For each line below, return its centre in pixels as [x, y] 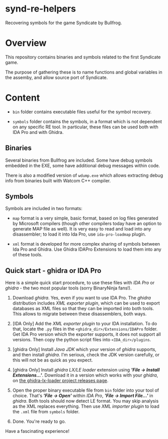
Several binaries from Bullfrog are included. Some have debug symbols [79, 160]
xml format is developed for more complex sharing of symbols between [86, 244]
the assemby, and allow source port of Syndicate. [57, 77]
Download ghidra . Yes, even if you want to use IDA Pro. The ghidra [81, 298]
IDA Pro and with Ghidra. [38, 132]
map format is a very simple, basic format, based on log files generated [85, 218]
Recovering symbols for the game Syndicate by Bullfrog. [64, 23]
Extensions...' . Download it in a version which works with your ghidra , [85, 375]
